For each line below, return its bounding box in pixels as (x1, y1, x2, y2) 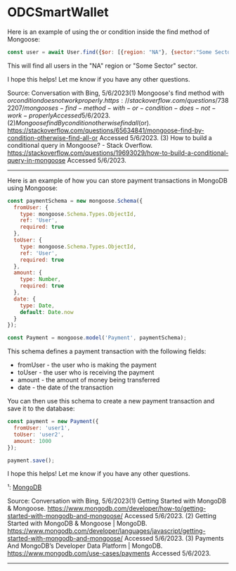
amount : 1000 (13, 437, 52, 444)
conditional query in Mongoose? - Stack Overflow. (7, 141, 153, 149)
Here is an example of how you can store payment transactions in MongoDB (7, 176, 228, 184)
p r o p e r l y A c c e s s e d (29, 111, 82, 120)
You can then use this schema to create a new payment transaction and (7, 397, 215, 406)
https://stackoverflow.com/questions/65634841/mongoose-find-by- (7, 126, 205, 134)
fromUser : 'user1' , (13, 425, 71, 432)
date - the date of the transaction (17, 383, 114, 391)
